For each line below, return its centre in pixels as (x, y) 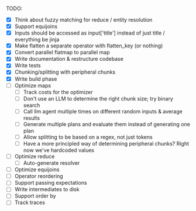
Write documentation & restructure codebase (69, 59)
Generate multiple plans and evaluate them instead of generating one (106, 124)
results (31, 118)
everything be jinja (37, 40)
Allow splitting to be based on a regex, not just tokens (88, 137)
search (32, 105)
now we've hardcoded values (59, 150)
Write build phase (36, 79)
